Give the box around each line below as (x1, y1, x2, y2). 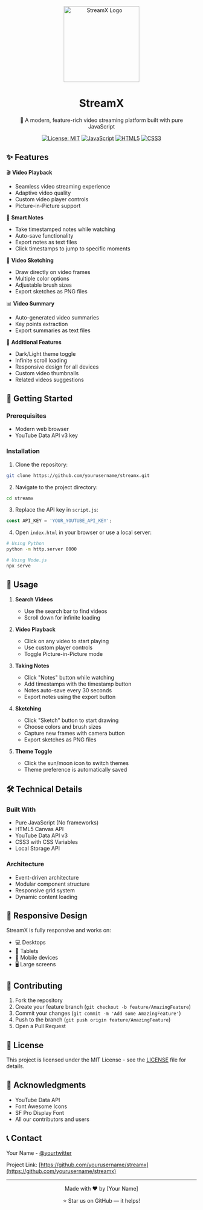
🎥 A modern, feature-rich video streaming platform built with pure (20, 116, 183, 124)
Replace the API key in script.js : (14, 506, 98, 513)
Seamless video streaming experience (14, 182, 111, 190)
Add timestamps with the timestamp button (24, 680, 132, 687)
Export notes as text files (14, 238, 77, 246)
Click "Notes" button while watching (24, 674, 115, 681)
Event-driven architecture (14, 874, 79, 881)
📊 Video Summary (6, 299, 55, 307)
